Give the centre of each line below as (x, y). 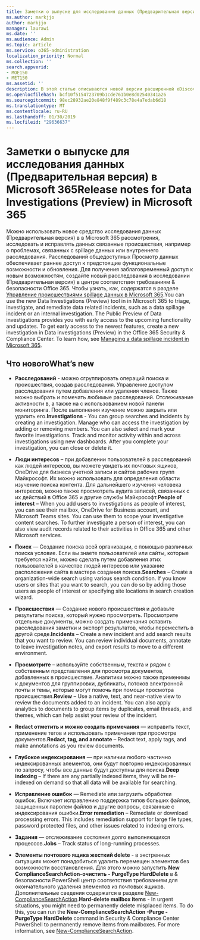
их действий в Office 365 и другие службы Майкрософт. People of (98, 497)
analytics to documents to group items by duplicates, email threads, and (103, 709)
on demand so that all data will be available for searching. (106, 782)
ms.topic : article (29, 45)
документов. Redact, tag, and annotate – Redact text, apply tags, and (100, 739)
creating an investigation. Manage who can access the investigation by (102, 422)
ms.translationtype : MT (36, 106)
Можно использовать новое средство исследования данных (84, 231)
